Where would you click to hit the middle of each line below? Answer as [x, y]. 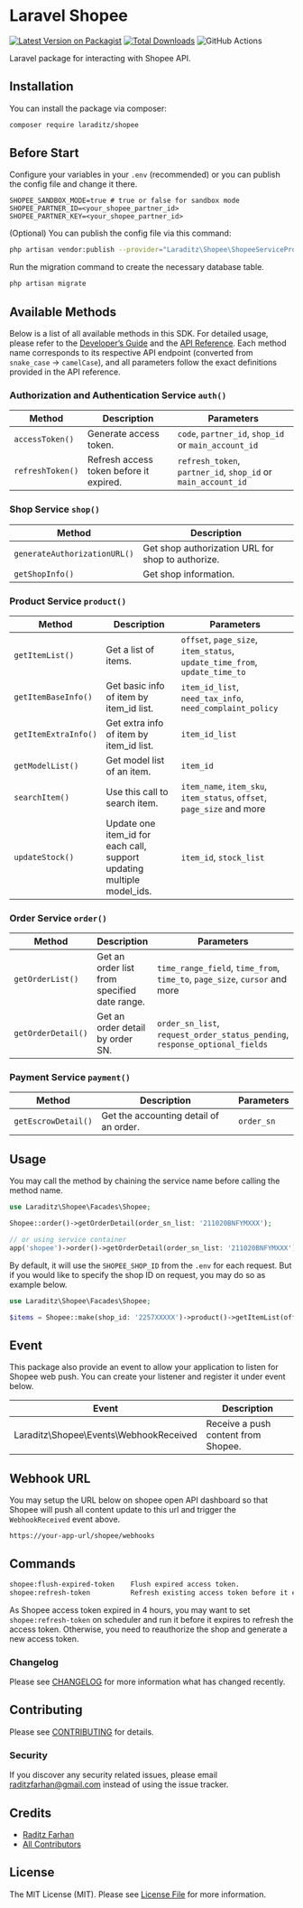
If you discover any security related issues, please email [114, 1775]
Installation [41, 87]
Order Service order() [58, 918]
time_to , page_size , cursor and [221, 979]
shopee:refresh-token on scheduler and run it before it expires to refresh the [151, 1619]
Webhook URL [50, 1478]
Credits [31, 1813]
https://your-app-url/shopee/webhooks [82, 1536]
